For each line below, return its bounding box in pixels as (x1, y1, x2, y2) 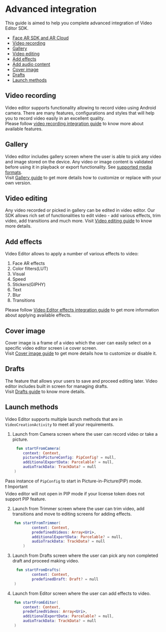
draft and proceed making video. (12, 558, 79, 564)
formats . (5, 169, 22, 175)
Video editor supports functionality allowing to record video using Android (5, 104, 156, 110)
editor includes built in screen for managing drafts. (5, 383, 109, 389)
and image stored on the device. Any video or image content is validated (5, 158, 153, 164)
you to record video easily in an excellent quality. (5, 115, 105, 121)
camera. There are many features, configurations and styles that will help (5, 110, 155, 116)
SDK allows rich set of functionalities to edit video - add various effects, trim (5, 213, 161, 219)
